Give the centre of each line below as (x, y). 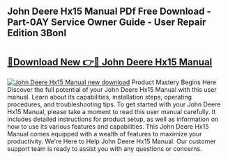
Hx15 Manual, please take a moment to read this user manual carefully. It (112, 112)
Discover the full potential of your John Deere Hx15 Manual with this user (112, 89)
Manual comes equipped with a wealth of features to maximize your (105, 134)
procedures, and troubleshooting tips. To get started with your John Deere (114, 104)
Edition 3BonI (37, 33)
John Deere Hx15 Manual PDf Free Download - (109, 11)
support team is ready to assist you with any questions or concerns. (105, 149)
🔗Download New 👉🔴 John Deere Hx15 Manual (110, 62)
